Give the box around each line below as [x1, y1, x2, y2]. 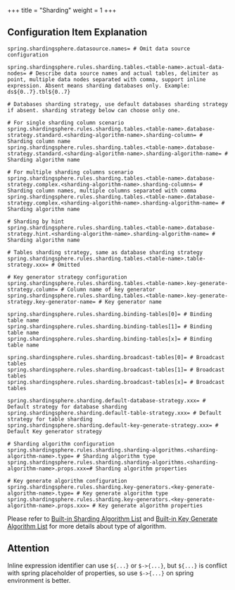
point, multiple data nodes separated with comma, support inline [7, 76, 206, 83]
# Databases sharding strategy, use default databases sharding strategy [7, 100, 229, 108]
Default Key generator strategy [7, 428, 102, 435]
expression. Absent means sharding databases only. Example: [7, 82, 191, 89]
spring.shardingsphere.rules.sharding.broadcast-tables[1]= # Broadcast [7, 366, 225, 373]
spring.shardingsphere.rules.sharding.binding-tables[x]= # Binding [7, 335, 212, 342]
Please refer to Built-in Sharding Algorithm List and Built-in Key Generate [7, 514, 218, 523]
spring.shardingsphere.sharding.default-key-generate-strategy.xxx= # [7, 421, 219, 429]
